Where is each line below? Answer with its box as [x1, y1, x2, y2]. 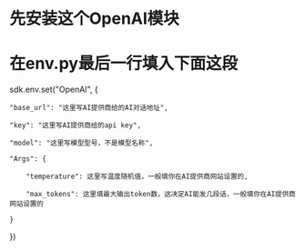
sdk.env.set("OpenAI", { [9, 84, 98, 95]
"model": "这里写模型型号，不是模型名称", [9, 138, 154, 148]
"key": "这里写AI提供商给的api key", [9, 121, 142, 130]
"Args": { [9, 155, 47, 164]
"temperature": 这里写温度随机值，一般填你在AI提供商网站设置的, [25, 172, 249, 182]
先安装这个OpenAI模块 [9, 8, 180, 29]
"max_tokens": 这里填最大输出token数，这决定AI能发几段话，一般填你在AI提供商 [25, 190, 296, 199]
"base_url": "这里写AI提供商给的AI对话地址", [9, 104, 168, 113]
